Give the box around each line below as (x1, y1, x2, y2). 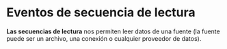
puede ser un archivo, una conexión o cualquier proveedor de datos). (6, 34, 202, 42)
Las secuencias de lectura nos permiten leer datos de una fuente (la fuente (6, 27, 220, 35)
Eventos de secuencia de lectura (6, 5, 196, 20)
